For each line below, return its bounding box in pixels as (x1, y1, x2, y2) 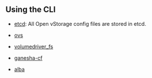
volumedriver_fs (14, 43, 54, 50)
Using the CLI (5, 5, 56, 15)
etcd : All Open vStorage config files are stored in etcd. (14, 20, 147, 27)
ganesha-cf (14, 54, 42, 61)
